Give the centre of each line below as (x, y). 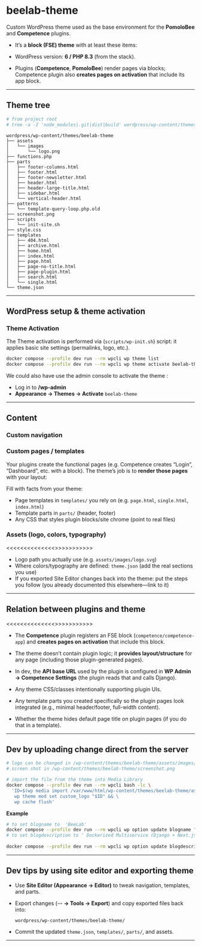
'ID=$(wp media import (40, 791)
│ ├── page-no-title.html (41, 266)
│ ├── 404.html (28, 240)
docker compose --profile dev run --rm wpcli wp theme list (83, 359)
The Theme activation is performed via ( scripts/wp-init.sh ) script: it (92, 341)
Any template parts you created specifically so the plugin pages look (99, 700)
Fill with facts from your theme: (45, 488)
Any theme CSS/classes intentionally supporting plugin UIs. (88, 689)
